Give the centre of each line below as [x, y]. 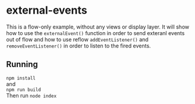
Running [22, 64]
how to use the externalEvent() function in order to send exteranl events [95, 33]
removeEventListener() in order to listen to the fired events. [78, 46]
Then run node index [32, 95]
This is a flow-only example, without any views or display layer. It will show [98, 27]
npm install [21, 78]
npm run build [24, 90]
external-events [47, 10]
